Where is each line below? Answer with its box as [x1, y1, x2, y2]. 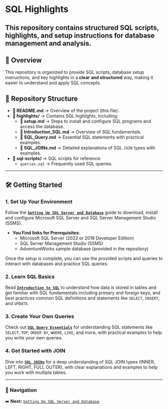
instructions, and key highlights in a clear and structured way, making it [5, 74, 153, 80]
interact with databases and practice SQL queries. [5, 260, 108, 266]
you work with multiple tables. [5, 369, 67, 375]
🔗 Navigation [5, 386, 37, 393]
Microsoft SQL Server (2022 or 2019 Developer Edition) [19, 235, 134, 241]
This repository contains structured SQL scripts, [5, 23, 159, 32]
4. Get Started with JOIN [5, 347, 65, 354]
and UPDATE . [5, 300, 29, 306]
